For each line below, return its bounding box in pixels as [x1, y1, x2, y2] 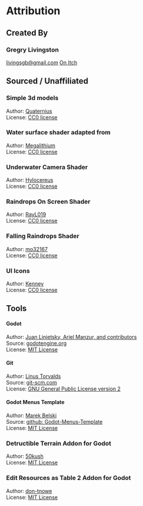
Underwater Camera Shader [6, 163, 88, 171]
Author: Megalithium [6, 142, 56, 149]
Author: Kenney [6, 280, 44, 287]
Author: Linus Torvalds [6, 372, 61, 380]
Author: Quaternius [6, 107, 52, 114]
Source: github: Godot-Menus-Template [6, 418, 103, 425]
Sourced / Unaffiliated [6, 76, 89, 87]
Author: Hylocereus [6, 177, 54, 184]
